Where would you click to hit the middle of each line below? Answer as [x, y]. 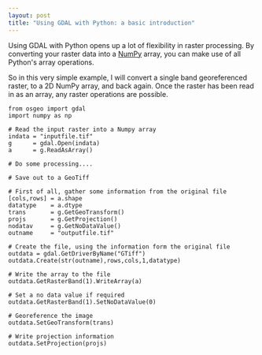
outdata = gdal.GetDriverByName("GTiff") [77, 253]
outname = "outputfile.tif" [61, 233]
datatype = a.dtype [45, 205]
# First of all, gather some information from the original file [117, 191]
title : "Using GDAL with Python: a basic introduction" [101, 23]
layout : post [30, 15]
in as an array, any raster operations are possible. [88, 94]
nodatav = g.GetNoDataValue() [65, 226]
